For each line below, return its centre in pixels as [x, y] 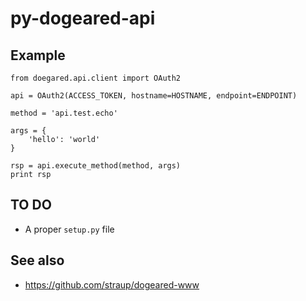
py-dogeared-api [83, 18]
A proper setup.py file [69, 229]
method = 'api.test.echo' [64, 113]
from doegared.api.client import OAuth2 [96, 78]
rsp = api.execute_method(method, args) [96, 166]
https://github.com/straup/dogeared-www [112, 284]
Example [38, 55]
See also [37, 260]
